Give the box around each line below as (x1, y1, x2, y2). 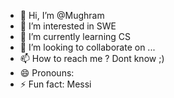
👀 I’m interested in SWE (19, 20, 117, 32)
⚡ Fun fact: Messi (19, 78, 92, 90)
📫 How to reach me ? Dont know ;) (19, 53, 165, 64)
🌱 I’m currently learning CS (19, 31, 132, 42)
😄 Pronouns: (19, 67, 75, 79)
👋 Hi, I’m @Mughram (19, 10, 105, 21)
